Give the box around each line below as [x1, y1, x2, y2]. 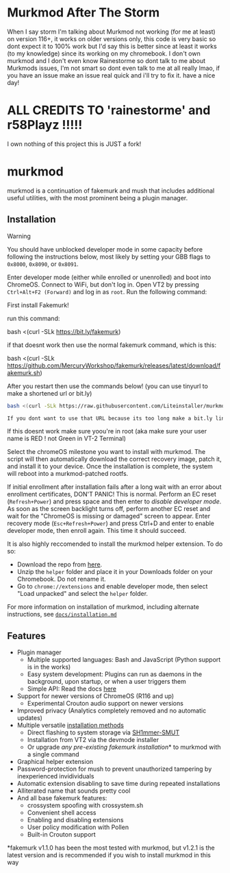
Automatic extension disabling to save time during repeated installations [16, 780, 220, 788]
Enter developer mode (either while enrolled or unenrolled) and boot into [7, 273, 212, 281]
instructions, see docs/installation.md [7, 610, 118, 619]
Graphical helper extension [16, 758, 94, 766]
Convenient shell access [27, 809, 97, 817]
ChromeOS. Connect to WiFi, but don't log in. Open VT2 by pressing [7, 280, 200, 289]
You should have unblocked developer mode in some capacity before [7, 245, 203, 253]
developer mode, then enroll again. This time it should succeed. [7, 527, 187, 535]
